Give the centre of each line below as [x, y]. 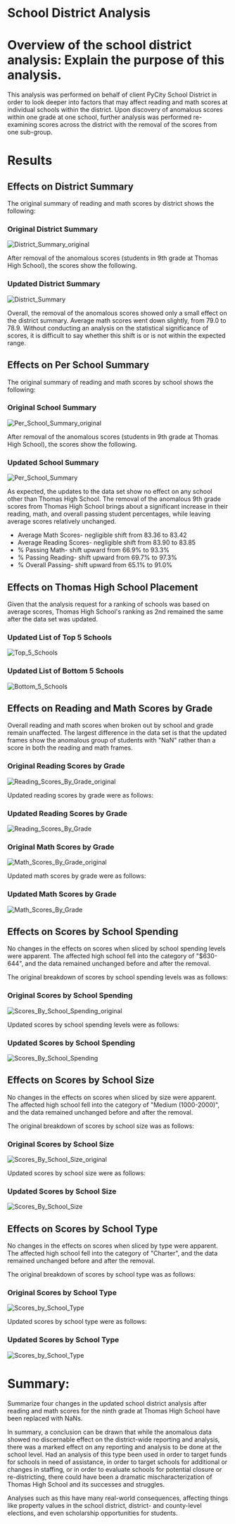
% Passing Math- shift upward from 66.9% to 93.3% [94, 550]
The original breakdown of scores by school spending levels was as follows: [118, 977]
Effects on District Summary [70, 186]
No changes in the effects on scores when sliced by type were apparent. [113, 1246]
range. [17, 342]
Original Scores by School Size [61, 1144]
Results [30, 161]
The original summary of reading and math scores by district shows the [111, 204]
